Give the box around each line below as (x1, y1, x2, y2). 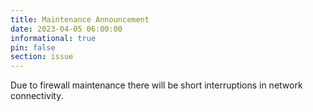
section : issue (10, 52, 74, 62)
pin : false (10, 42, 56, 53)
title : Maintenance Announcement (10, 14, 150, 25)
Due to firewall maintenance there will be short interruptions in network (10, 79, 303, 91)
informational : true (10, 33, 97, 43)
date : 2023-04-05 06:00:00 (10, 24, 123, 34)
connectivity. (10, 90, 64, 102)
